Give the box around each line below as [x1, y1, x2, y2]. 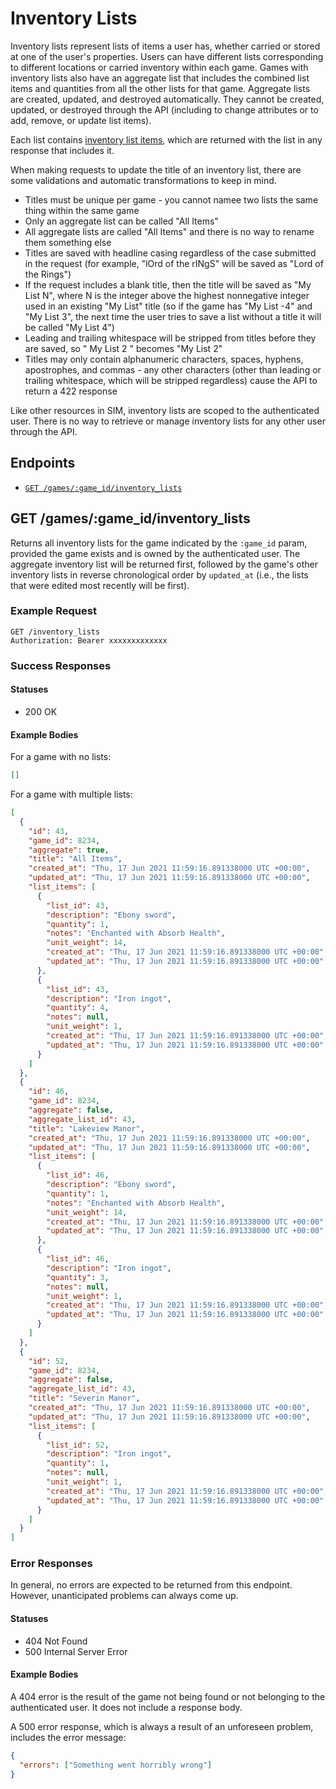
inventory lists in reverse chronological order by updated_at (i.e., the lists [10, 568, 309, 581]
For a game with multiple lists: [10, 788, 133, 801]
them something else [24, 236, 112, 248]
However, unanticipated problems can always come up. [10, 1590, 239, 1602]
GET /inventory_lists [10, 627, 101, 637]
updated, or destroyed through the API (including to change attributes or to [10, 103, 319, 116]
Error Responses [10, 1557, 93, 1571]
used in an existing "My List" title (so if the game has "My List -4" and [24, 300, 313, 312]
